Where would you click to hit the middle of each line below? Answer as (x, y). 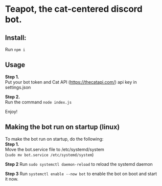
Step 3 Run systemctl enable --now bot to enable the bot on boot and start (81, 174)
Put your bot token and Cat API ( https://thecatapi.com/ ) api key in (71, 82)
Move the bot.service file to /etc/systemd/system (55, 149)
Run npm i (15, 49)
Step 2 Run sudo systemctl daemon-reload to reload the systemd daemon (79, 164)
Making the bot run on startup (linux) (62, 127)
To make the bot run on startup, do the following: (54, 139)
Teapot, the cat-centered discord (74, 9)
